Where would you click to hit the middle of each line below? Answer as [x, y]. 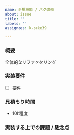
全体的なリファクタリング [31, 62]
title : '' [15, 19]
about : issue [18, 14]
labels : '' [16, 23]
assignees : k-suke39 [26, 28]
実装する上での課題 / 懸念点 [37, 127]
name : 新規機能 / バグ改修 [29, 10]
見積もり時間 [20, 101]
